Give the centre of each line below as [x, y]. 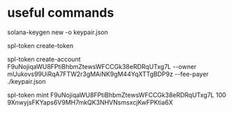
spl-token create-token [40, 45]
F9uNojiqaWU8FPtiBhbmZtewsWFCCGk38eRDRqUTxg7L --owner [102, 66]
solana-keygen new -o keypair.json [58, 32]
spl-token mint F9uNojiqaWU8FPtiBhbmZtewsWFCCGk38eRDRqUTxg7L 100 [117, 95]
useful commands [61, 13]
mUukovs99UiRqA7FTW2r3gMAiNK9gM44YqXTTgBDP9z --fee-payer [108, 74]
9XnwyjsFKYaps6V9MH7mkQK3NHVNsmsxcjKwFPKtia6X [90, 102]
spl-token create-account [44, 59]
